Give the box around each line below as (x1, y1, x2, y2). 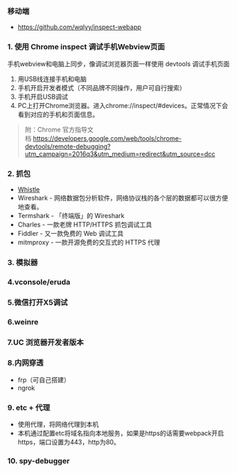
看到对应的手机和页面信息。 (17, 110, 99, 119)
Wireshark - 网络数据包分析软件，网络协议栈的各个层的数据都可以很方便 (17, 193, 228, 202)
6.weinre (7, 317, 39, 327)
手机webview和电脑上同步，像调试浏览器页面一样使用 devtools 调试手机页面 (7, 59, 230, 68)
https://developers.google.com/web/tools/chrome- (33, 134, 182, 143)
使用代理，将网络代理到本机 (17, 420, 99, 429)
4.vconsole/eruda (7, 277, 71, 287)
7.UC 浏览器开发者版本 (7, 337, 84, 347)
